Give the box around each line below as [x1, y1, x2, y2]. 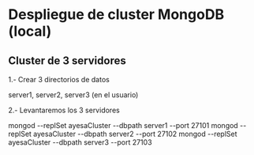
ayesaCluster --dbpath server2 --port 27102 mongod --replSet [32, 129, 238, 138]
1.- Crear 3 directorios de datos [8, 75, 110, 84]
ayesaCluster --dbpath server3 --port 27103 [8, 138, 152, 147]
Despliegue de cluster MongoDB [8, 6, 225, 24]
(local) [8, 22, 52, 40]
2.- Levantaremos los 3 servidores [8, 105, 120, 115]
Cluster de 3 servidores [8, 54, 126, 67]
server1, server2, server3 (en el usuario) [8, 90, 139, 100]
